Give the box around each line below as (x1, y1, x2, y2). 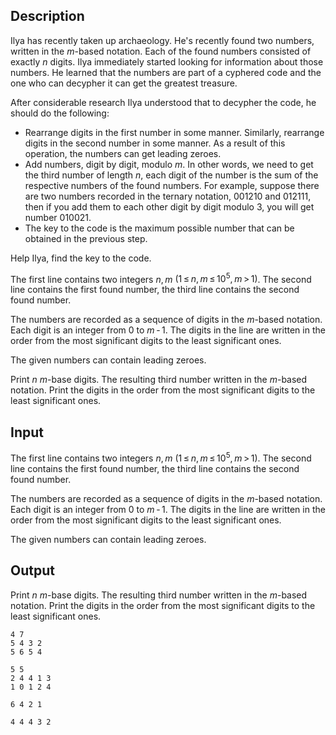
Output (10, 562, 55, 579)
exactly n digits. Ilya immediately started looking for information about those (10, 55, 324, 68)
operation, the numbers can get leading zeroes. (24, 147, 222, 159)
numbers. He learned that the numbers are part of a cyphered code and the (10, 66, 322, 78)
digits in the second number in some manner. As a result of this (24, 137, 286, 149)
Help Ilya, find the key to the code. (10, 252, 152, 264)
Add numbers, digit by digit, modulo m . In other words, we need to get (24, 158, 314, 170)
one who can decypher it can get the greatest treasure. (10, 77, 238, 89)
